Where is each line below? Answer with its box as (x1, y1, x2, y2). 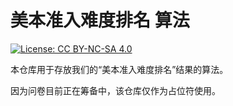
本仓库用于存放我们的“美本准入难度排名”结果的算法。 (10, 63, 229, 75)
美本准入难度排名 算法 (10, 9, 190, 32)
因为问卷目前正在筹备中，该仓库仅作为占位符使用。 (10, 84, 221, 96)
